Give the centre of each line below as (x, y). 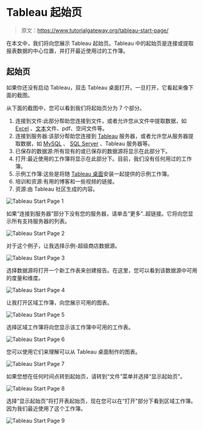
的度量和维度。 (25, 278)
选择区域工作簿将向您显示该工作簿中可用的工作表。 (70, 327)
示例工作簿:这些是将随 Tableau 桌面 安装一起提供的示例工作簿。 (94, 174)
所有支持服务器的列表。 (41, 221)
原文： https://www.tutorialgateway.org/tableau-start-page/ (95, 30)
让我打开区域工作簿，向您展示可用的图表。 (59, 302)
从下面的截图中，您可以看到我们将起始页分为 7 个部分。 (76, 108)
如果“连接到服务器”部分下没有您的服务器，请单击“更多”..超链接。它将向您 (97, 213)
